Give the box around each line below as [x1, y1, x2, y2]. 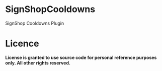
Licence [5, 38, 39, 49]
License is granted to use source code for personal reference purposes [5, 54, 157, 60]
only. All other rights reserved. [5, 59, 70, 66]
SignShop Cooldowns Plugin [5, 20, 64, 26]
